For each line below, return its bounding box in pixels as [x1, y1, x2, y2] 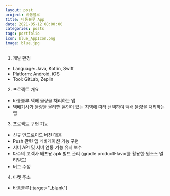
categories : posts [5, 26, 44, 31]
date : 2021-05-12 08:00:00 [5, 21, 63, 27]
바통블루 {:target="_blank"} [12, 185, 68, 191]
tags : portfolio [5, 31, 40, 36]
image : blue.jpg [5, 41, 40, 46]
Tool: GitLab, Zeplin [12, 76, 54, 82]
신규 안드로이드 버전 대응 [12, 132, 62, 138]
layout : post [5, 7, 33, 13]
